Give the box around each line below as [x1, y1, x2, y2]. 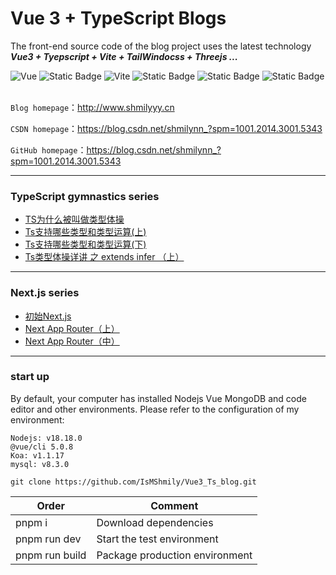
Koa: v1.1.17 [10, 450, 65, 461]
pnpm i [15, 515, 48, 529]
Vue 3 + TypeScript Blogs [10, 7, 227, 30]
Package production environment [96, 548, 253, 562]
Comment [150, 498, 199, 512]
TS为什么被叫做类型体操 [24, 213, 125, 226]
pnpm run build [15, 548, 87, 562]
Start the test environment [96, 532, 219, 546]
